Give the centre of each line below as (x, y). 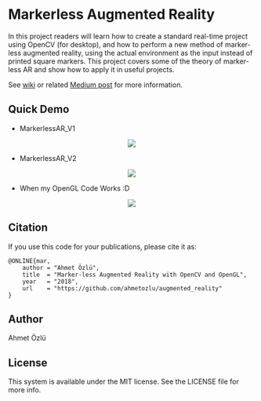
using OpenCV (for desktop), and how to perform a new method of (116, 44)
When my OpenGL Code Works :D (74, 188)
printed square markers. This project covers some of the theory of (115, 61)
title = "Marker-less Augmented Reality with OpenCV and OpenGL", (134, 275)
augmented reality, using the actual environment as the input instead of (138, 53)
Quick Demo (39, 109)
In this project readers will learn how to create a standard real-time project (128, 36)
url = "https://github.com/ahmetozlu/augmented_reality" (122, 288)
